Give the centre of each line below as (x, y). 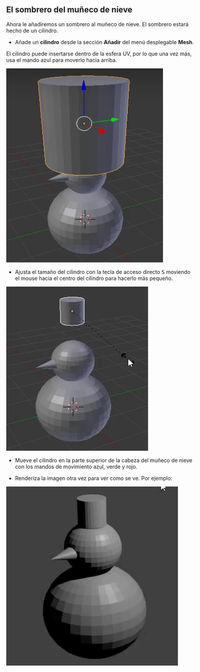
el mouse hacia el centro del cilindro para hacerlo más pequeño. (94, 278)
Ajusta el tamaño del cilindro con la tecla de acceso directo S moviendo (103, 272)
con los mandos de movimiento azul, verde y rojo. (76, 466)
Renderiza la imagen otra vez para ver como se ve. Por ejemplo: (93, 478)
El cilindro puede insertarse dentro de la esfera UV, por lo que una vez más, (99, 54)
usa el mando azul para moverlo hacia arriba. (62, 60)
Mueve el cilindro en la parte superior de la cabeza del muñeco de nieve (104, 460)
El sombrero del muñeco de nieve (69, 10)
